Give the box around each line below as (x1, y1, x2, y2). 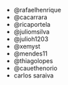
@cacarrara (13, 13, 48, 21)
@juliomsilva (13, 27, 50, 36)
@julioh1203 (13, 35, 49, 43)
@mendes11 (13, 49, 48, 58)
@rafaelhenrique (13, 6, 62, 14)
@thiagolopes (13, 57, 54, 64)
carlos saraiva (13, 71, 54, 80)
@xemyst (13, 42, 41, 50)
